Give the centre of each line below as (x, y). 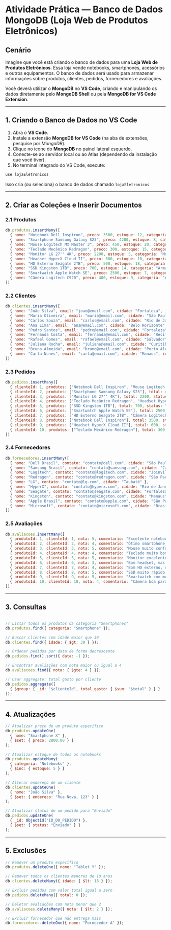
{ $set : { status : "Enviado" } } (45, 825)
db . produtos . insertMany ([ (33, 230)
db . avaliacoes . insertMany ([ (35, 534)
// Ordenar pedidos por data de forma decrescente (60, 651)
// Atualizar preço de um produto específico (54, 726)
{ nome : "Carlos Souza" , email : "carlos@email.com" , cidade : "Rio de (85, 321)
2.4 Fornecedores (28, 447)
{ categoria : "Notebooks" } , (41, 764)
